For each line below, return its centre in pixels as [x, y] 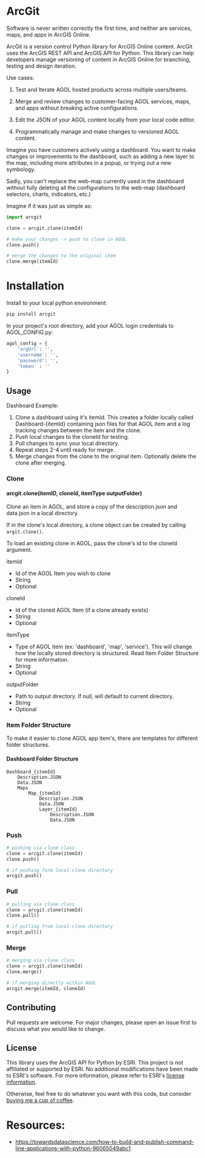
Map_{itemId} [45, 793]
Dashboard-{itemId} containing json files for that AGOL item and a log [103, 424]
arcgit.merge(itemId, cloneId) [46, 988]
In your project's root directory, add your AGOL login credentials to [90, 326]
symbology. [21, 169]
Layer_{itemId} [58, 809]
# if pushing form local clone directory [60, 870]
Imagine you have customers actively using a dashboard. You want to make [101, 150]
